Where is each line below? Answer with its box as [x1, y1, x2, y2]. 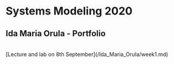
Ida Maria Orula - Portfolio [5, 28, 106, 39]
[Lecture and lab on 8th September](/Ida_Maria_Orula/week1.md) [5, 51, 169, 58]
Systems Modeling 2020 [5, 4, 133, 18]
